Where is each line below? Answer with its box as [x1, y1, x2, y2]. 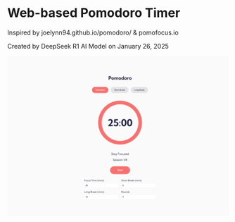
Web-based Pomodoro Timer [7, 5, 181, 21]
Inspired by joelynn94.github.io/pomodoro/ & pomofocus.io [7, 28, 179, 37]
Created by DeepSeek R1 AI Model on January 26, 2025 [7, 42, 169, 50]
